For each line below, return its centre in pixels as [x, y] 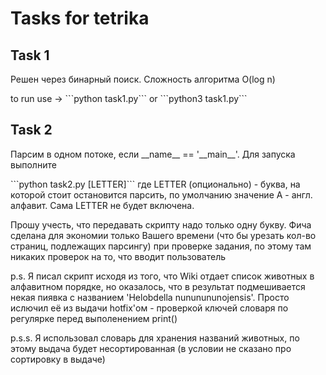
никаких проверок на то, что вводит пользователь [118, 256]
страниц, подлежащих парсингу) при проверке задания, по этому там [161, 246]
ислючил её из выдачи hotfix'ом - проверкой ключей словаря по [149, 308]
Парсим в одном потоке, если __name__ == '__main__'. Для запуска [153, 154]
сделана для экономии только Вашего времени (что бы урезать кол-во [163, 235]
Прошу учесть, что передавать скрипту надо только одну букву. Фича [161, 224]
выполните [33, 164]
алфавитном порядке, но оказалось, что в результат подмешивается [158, 286]
